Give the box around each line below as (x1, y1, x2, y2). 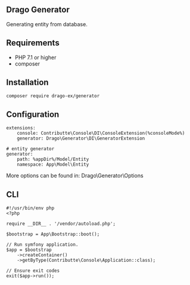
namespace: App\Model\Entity (17, 162, 89, 168)
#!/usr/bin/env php (6, 205, 55, 211)
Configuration (6, 109, 60, 119)
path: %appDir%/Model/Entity (17, 156, 89, 163)
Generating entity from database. (6, 20, 88, 27)
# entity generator (6, 146, 55, 152)
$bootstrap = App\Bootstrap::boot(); (6, 231, 100, 237)
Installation (6, 78, 49, 88)
